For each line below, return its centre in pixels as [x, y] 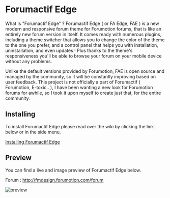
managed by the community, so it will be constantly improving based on [81, 76]
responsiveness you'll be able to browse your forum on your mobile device [83, 56]
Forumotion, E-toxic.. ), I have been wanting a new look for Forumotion [79, 87]
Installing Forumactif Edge [33, 142]
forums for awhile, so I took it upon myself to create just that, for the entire [83, 93]
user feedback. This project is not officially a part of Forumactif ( [73, 82]
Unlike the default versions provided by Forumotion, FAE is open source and [85, 71]
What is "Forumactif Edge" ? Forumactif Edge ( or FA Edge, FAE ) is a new [82, 23]
